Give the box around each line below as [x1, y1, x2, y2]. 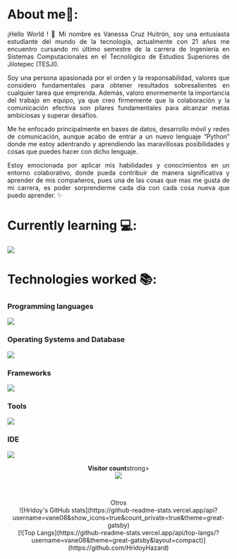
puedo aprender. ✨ [7, 191, 63, 199]
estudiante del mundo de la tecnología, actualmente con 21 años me [7, 37, 230, 45]
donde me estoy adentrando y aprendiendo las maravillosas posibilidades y [7, 139, 230, 148]
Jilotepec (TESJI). [7, 59, 59, 68]
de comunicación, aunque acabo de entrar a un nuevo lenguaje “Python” [7, 132, 230, 141]
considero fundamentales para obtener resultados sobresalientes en [7, 81, 230, 89]
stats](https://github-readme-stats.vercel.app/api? [71, 505, 218, 514]
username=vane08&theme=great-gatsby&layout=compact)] [31, 536, 206, 544]
